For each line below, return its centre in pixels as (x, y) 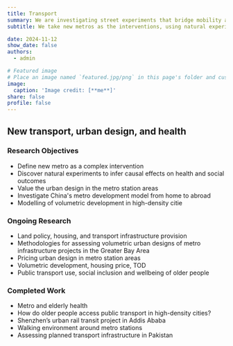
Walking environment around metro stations (80, 328)
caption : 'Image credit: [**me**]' (65, 90)
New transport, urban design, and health (97, 131)
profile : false (29, 103)
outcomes (32, 180)
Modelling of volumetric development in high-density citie (100, 202)
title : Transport (32, 14)
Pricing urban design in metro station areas (79, 258)
